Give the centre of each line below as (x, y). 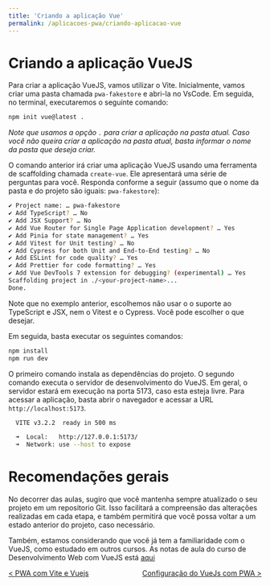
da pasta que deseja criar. (52, 150)
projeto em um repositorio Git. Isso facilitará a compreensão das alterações (133, 508)
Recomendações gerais (89, 477)
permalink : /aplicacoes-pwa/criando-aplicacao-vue (95, 23)
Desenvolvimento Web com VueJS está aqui (82, 558)
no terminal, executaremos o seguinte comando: (88, 102)
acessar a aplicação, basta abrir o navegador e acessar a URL (111, 399)
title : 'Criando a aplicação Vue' (66, 16)
